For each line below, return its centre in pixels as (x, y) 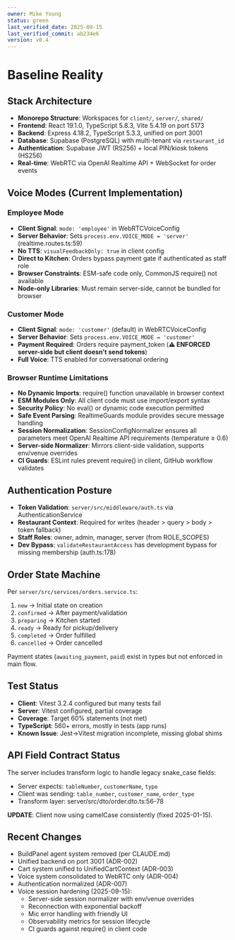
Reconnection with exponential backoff (85, 906)
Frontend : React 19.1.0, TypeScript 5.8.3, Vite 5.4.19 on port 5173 (111, 126)
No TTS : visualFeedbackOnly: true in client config (91, 251)
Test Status (33, 686)
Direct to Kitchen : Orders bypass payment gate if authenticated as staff (122, 258)
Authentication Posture (60, 490)
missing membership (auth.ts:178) (67, 552)
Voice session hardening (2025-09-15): (75, 891)
